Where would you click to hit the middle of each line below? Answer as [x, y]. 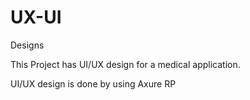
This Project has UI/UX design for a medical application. [125, 64]
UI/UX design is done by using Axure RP [93, 83]
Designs [27, 45]
